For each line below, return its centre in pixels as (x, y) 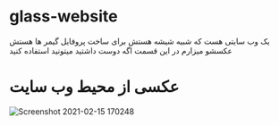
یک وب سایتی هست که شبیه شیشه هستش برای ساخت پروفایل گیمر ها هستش (139, 41)
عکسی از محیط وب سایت (94, 87)
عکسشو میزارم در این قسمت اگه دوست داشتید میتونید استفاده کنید (121, 50)
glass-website (63, 17)
